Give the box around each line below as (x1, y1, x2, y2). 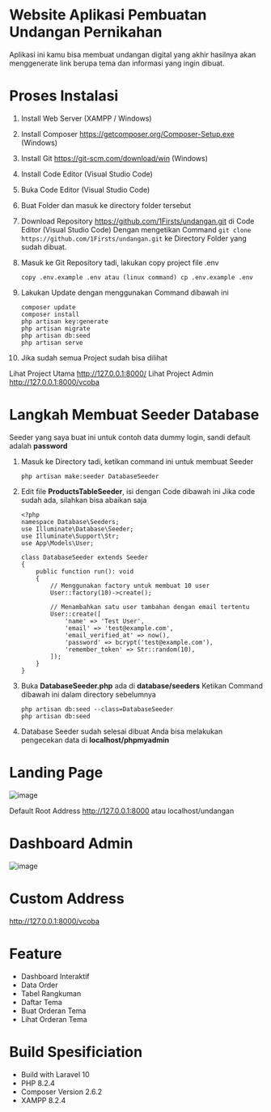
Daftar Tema (20, 997, 63, 1007)
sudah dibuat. (20, 241, 67, 252)
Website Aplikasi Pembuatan (9, 6, 207, 24)
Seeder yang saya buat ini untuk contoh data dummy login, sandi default (9, 432, 251, 442)
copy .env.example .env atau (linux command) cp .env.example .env (20, 273, 253, 281)
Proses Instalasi (9, 87, 119, 105)
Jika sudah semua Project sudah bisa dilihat (20, 352, 168, 362)
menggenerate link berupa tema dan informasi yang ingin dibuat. (9, 58, 225, 68)
